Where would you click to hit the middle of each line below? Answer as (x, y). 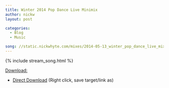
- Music (18, 37)
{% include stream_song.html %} (39, 60)
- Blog (17, 33)
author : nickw (20, 14)
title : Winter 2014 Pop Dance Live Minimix (52, 10)
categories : (18, 28)
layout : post (19, 19)
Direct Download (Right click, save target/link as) (63, 80)
